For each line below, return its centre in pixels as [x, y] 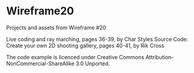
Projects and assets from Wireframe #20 [56, 28]
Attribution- [160, 57]
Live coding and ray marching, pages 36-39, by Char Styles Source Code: [97, 39]
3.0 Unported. [93, 63]
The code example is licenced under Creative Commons [75, 57]
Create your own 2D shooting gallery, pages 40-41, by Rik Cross [85, 45]
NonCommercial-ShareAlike [40, 63]
